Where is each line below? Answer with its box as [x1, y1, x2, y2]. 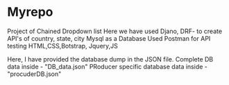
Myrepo [7, 4, 53, 20]
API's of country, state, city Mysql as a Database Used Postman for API [7, 34, 211, 42]
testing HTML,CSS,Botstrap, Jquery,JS [7, 41, 118, 50]
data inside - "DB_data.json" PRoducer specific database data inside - [7, 62, 208, 70]
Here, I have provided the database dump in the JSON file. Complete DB [7, 55, 214, 63]
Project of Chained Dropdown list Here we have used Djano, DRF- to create [7, 27, 223, 35]
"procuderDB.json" [7, 70, 62, 78]
